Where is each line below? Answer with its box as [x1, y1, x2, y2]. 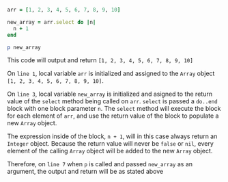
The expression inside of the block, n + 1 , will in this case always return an [7, 132, 218, 140]
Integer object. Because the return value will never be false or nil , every [7, 140, 214, 148]
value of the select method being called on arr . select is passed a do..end [7, 97, 218, 105]
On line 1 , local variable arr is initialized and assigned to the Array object [7, 69, 215, 78]
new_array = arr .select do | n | [7, 18, 96, 25]
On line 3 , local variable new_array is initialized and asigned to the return [7, 90, 213, 99]
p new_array [7, 44, 41, 51]
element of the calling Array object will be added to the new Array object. [7, 147, 213, 155]
